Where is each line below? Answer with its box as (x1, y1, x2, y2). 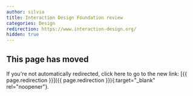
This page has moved (6, 54, 89, 64)
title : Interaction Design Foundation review (6, 15, 123, 21)
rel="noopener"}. (6, 83, 50, 90)
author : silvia (6, 9, 45, 15)
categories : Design (6, 20, 56, 26)
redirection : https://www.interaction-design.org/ (6, 26, 137, 32)
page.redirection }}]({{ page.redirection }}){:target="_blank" (6, 77, 155, 84)
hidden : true (6, 32, 39, 38)
